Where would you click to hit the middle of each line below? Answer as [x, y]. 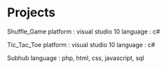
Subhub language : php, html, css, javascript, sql [76, 58]
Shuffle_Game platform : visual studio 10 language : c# [84, 31]
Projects [31, 13]
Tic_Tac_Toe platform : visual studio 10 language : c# [81, 44]
